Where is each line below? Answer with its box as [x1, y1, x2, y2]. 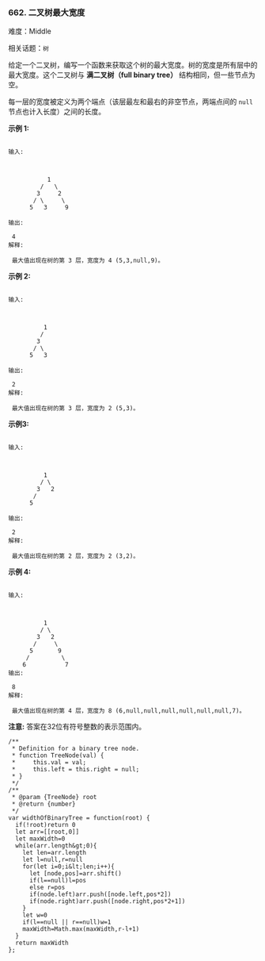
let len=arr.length [22, 849, 87, 857]
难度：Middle [8, 26, 51, 37]
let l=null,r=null [22, 855, 83, 864]
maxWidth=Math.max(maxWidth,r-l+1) [22, 925, 140, 933]
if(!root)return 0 [15, 821, 77, 829]
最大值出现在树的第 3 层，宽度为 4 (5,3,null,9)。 [11, 256, 165, 265]
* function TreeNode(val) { [11, 752, 104, 759]
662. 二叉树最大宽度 [8, 6, 85, 17]
